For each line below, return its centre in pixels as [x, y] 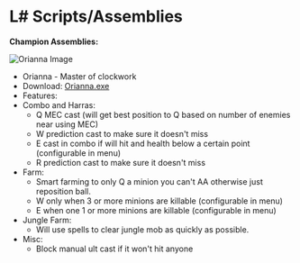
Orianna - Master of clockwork [79, 76]
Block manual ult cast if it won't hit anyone [114, 249]
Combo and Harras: [59, 104]
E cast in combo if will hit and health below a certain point [143, 143]
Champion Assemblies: [54, 41]
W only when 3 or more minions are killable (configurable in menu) [159, 201]
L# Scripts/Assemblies [96, 17]
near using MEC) [67, 124]
